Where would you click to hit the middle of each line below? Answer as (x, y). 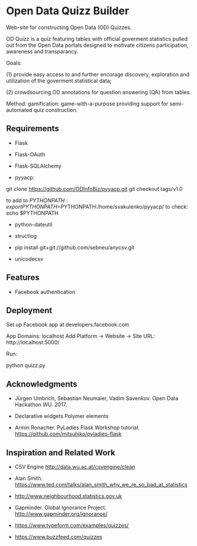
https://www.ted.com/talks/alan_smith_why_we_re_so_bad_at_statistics (101, 485)
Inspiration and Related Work (61, 453)
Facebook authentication (45, 292)
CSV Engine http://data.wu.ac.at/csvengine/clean (75, 467)
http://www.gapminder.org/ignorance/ (61, 514)
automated (19, 110)
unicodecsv (29, 258)
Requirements (33, 129)
